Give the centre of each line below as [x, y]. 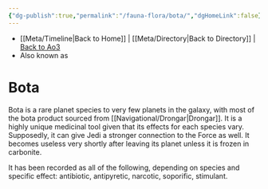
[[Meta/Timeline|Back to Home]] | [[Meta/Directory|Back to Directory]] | [138, 38]
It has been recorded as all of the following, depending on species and [124, 167]
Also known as [44, 55]
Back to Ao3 [40, 47]
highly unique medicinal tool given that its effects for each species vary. [126, 126]
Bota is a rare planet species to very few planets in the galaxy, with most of [132, 109]
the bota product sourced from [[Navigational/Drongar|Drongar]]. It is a [125, 118]
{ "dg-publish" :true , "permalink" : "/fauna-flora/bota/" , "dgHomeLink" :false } [135, 16]
